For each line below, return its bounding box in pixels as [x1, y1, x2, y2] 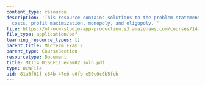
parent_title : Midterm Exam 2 [6, 43, 84, 49]
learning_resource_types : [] [6, 37, 81, 43]
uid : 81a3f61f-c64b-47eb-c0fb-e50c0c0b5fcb [6, 71, 119, 77]
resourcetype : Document [6, 54, 67, 60]
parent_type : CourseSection [6, 48, 78, 55]
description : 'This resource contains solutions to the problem [6, 15, 173, 21]
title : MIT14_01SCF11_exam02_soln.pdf [6, 59, 105, 65]
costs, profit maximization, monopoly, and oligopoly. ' [12, 20, 160, 26]
